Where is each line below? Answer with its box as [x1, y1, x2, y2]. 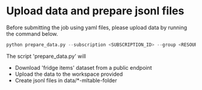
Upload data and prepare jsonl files [6, 4, 185, 18]
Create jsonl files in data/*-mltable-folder [14, 76, 117, 84]
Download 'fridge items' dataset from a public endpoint [14, 64, 152, 71]
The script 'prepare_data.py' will [6, 52, 86, 60]
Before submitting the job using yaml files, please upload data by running [6, 24, 188, 31]
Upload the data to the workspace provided [14, 70, 123, 77]
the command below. [6, 30, 58, 37]
